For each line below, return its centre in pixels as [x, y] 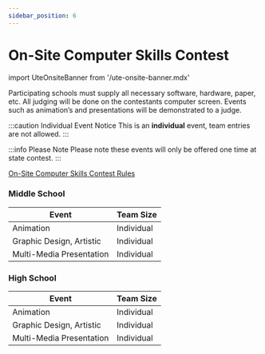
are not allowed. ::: [39, 133]
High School [33, 278]
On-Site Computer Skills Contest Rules [72, 173]
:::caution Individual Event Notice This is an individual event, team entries [129, 125]
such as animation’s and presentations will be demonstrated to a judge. [125, 109]
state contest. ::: [35, 157]
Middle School [37, 194]
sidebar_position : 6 [43, 16]
